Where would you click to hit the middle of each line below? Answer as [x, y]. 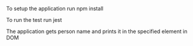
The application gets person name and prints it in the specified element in [97, 31]
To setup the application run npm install [55, 9]
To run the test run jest [34, 20]
